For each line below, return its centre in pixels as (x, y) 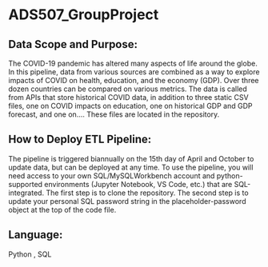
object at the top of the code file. (62, 209)
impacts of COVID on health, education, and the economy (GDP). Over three (134, 80)
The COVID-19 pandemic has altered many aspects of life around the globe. (133, 63)
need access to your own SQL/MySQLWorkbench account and (112, 175)
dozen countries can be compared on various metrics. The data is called (128, 89)
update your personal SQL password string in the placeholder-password (127, 201)
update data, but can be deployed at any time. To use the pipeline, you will (131, 167)
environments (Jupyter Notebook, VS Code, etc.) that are (138, 184)
